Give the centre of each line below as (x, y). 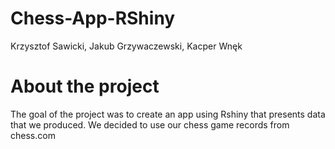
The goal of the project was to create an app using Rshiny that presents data (168, 114)
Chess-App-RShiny (93, 18)
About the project (85, 86)
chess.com (33, 135)
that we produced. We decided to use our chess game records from (150, 124)
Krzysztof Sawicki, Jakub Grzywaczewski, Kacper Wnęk (126, 46)
